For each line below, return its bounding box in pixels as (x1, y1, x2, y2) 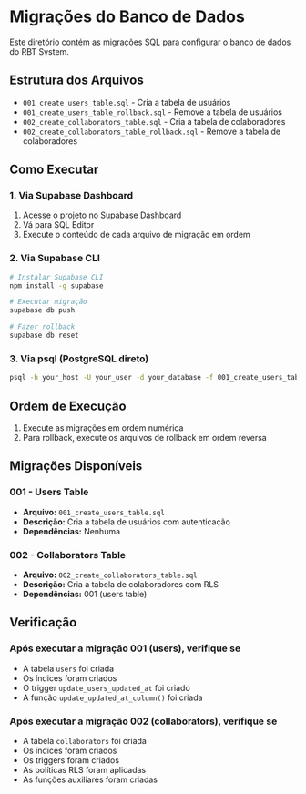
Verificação (9, 615, 77, 630)
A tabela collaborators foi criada (22, 735, 148, 746)
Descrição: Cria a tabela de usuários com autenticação (22, 516, 230, 527)
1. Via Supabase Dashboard (9, 189, 134, 202)
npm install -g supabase (9, 280, 104, 290)
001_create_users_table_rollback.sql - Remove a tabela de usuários (22, 107, 283, 117)
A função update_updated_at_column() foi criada (22, 692, 203, 703)
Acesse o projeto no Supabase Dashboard (22, 209, 182, 220)
